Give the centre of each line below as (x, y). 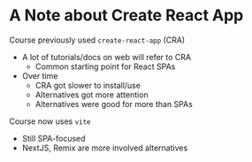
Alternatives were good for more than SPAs (114, 104)
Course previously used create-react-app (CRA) (97, 40)
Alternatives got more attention (92, 95)
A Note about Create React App (126, 15)
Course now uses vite (50, 121)
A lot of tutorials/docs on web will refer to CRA (107, 57)
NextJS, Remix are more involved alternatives (105, 148)
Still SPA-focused (53, 138)
